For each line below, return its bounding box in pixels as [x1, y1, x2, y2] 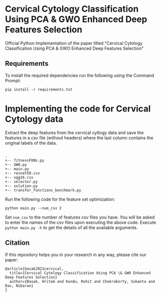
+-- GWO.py [5, 162, 27, 167]
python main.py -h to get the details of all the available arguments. [5, 224, 138, 230]
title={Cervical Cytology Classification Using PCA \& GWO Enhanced [9, 270, 151, 276]
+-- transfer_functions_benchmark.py [5, 187, 81, 193]
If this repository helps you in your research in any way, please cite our [5, 252, 146, 258]
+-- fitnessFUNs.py [5, 158, 45, 163]
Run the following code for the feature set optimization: [5, 196, 115, 202]
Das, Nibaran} [5, 283, 34, 288]
